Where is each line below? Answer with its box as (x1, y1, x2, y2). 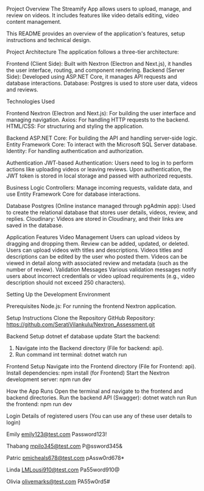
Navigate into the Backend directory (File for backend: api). (15, 345, 164, 351)
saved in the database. (6, 222, 63, 229)
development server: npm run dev (6, 376, 91, 383)
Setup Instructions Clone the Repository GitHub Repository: (6, 314, 155, 321)
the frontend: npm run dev (6, 401, 72, 407)
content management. (6, 18, 62, 25)
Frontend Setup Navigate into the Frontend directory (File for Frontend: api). (6, 363, 197, 370)
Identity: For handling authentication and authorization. (6, 148, 144, 154)
